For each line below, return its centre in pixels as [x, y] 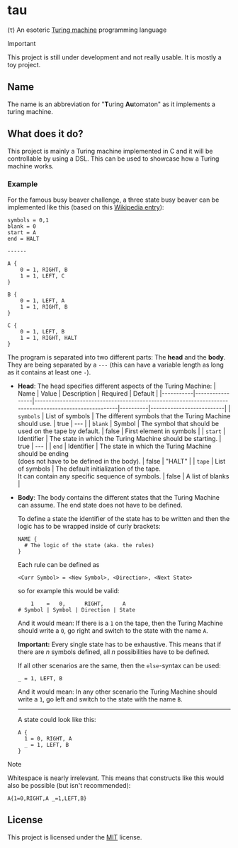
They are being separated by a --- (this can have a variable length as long [116, 365]
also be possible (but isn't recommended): [69, 785]
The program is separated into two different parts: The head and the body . [117, 357]
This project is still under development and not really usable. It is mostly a [114, 57]
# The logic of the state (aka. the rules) [89, 545]
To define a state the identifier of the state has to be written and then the [124, 518]
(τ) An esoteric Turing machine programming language [87, 30]
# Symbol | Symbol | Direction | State [76, 610]
